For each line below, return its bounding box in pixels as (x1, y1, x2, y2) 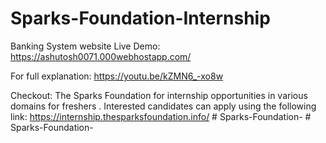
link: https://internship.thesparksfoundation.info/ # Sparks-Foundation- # (10, 110, 312, 122)
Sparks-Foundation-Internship (10, 7, 271, 30)
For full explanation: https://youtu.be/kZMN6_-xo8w (10, 70, 224, 82)
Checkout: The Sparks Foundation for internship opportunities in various (10, 89, 308, 101)
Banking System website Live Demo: (10, 40, 161, 52)
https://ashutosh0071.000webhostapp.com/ (10, 50, 192, 62)
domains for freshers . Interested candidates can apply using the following (10, 100, 317, 112)
